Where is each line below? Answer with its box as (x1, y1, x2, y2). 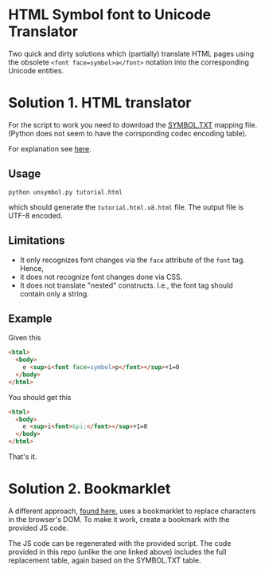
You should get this (8, 392, 72, 402)
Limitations (8, 234, 65, 248)
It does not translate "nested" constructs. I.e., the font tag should (19, 281, 233, 290)
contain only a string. (19, 288, 89, 298)
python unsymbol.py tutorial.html (8, 188, 123, 196)
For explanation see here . (8, 143, 92, 153)
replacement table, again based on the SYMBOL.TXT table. (8, 555, 201, 565)
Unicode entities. (8, 65, 64, 75)
